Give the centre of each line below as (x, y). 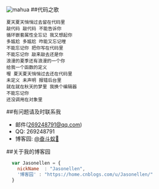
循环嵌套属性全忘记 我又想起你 (39, 35)
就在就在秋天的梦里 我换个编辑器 (42, 87)
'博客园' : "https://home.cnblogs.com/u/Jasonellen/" (85, 174)
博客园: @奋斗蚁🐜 (37, 139)
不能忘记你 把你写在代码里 (35, 48)
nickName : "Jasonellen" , (51, 169)
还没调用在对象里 (25, 100)
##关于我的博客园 (28, 152)
